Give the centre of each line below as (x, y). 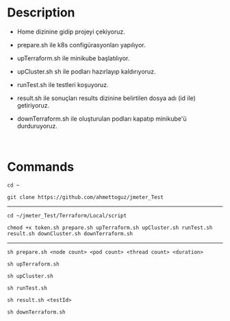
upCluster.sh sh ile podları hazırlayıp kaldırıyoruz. (86, 71)
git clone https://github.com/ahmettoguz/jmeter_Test (86, 197)
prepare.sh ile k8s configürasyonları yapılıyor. (81, 45)
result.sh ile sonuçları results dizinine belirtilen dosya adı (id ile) (106, 98)
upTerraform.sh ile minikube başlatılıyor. (73, 58)
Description (41, 13)
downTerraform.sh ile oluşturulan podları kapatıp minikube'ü (102, 119)
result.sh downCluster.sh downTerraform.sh (70, 234)
